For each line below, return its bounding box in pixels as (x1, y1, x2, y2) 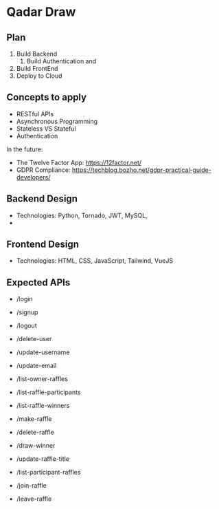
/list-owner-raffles (16, 375, 68, 383)
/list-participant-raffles (16, 468, 81, 477)
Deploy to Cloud (16, 72, 62, 80)
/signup (16, 308, 38, 316)
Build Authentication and (26, 57, 97, 65)
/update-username (16, 348, 70, 356)
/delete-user (16, 335, 52, 343)
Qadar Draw (6, 4, 76, 20)
